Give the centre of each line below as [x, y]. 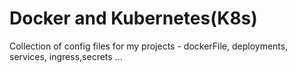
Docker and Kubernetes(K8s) [133, 18]
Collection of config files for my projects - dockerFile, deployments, [149, 46]
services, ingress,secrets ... [66, 56]
